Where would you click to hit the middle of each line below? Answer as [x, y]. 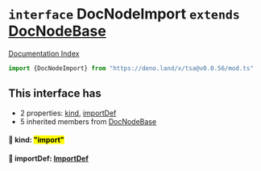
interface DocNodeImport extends [124, 14]
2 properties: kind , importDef [68, 113]
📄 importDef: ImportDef [48, 158]
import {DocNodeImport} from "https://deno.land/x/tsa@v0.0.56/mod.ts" [131, 68]
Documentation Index [44, 53]
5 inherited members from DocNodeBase [88, 121]
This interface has [55, 94]
